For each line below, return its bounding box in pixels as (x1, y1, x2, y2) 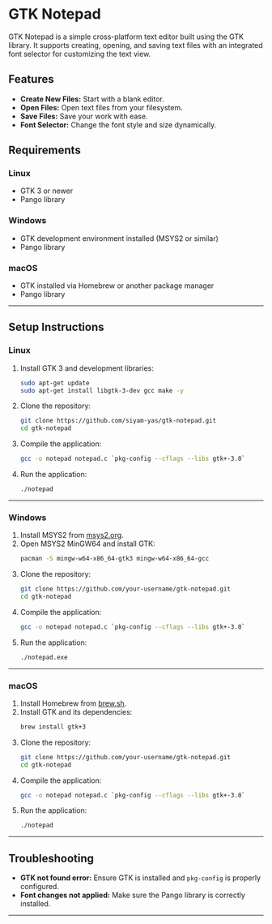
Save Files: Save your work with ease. (19, 111, 148, 121)
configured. (19, 882, 59, 892)
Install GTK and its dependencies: (19, 707, 133, 716)
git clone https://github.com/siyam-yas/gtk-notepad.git (19, 417, 217, 425)
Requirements (8, 144, 81, 157)
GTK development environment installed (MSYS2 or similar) (19, 233, 219, 243)
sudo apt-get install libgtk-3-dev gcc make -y (19, 386, 184, 394)
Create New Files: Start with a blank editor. (19, 94, 164, 104)
